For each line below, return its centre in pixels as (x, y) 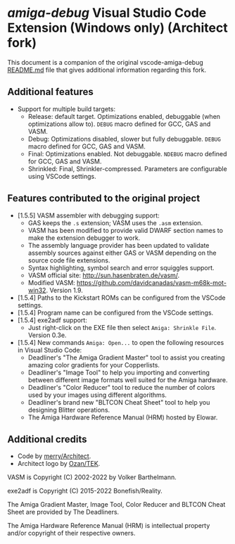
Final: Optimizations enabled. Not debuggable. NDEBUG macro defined (127, 153)
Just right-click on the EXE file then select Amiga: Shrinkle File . (122, 327)
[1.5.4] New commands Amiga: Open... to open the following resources (121, 342)
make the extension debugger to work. (84, 238)
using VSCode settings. (62, 176)
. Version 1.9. (64, 290)
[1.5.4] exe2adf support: (52, 320)
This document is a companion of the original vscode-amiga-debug (105, 62)
